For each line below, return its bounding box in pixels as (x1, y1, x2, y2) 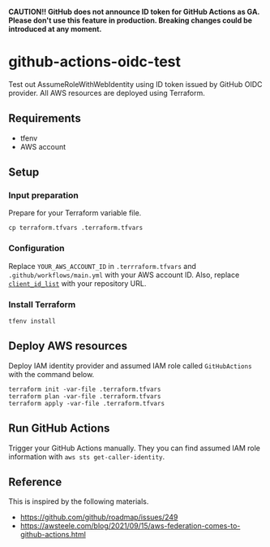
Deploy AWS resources (8, 339, 128, 353)
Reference (8, 475, 62, 489)
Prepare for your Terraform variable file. (8, 208, 142, 218)
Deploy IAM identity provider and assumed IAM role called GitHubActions (8, 361, 253, 371)
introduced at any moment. (8, 24, 102, 33)
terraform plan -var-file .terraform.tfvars (8, 392, 161, 401)
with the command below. (8, 369, 95, 379)
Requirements (8, 111, 81, 125)
